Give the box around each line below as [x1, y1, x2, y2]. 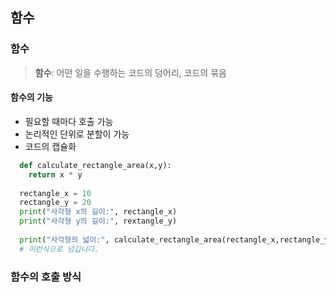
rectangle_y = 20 [19, 198, 92, 208]
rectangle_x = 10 [19, 188, 92, 198]
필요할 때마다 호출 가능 [24, 115, 114, 127]
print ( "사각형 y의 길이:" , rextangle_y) [19, 216, 178, 227]
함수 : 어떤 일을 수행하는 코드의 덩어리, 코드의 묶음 [34, 66, 227, 78]
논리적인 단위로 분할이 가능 [24, 128, 130, 140]
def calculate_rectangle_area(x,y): [19, 160, 172, 170]
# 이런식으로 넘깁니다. [19, 244, 100, 254]
